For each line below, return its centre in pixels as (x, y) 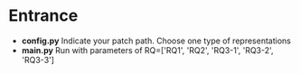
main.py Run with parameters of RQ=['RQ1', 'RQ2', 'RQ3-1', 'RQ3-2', (147, 50)
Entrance (43, 16)
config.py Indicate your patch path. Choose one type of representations (156, 41)
